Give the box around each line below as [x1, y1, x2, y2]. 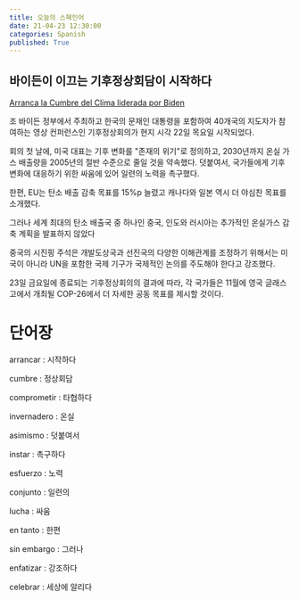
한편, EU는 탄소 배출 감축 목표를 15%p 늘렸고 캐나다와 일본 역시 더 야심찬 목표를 [9, 187, 287, 198]
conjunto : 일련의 [9, 487, 70, 497]
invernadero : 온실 [9, 411, 75, 422]
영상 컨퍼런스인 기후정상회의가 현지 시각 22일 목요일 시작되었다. [32, 127, 255, 138]
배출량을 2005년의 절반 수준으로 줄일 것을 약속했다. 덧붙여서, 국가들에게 [18, 157, 270, 168]
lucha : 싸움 [9, 505, 51, 516]
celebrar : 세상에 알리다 [9, 581, 92, 592]
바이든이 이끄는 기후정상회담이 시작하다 [9, 73, 212, 88]
